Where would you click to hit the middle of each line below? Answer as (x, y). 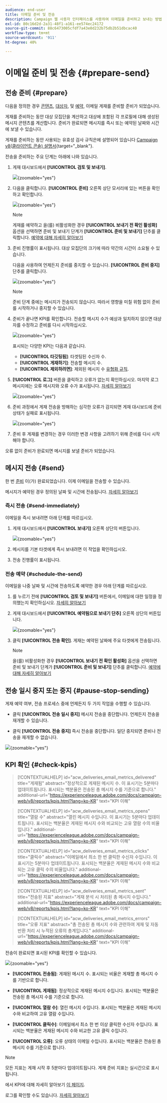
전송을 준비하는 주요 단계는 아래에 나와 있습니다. (52, 156)
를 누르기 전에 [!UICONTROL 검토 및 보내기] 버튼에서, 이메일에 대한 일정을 (84, 596)
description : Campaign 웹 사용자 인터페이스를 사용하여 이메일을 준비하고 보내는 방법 (83, 19)
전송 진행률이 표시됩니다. (36, 560)
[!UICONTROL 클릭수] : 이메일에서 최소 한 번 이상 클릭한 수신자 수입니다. (83, 1024)
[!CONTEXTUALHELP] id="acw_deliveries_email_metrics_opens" (84, 811)
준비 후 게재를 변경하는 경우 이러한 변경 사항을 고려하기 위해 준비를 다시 (82, 434)
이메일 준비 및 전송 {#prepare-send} (78, 73)
